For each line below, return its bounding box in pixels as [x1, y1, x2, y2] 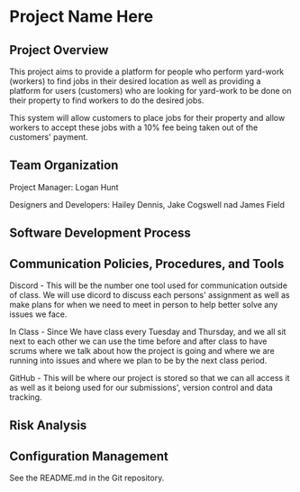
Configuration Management [9, 449, 169, 464]
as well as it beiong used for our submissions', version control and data [9, 382, 273, 394]
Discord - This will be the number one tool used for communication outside [9, 280, 288, 291]
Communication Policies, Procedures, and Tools [9, 255, 285, 272]
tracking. [9, 392, 42, 403]
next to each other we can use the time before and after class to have [9, 336, 268, 347]
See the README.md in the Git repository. [9, 472, 165, 484]
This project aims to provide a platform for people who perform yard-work [9, 66, 285, 77]
